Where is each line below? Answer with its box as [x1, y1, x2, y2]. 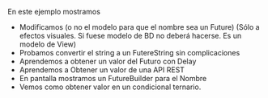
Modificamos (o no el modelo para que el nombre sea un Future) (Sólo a [19, 22, 260, 31]
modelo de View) [19, 39, 77, 49]
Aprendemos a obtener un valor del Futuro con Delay [19, 56, 197, 66]
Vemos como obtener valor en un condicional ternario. [19, 82, 202, 92]
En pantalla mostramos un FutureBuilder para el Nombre [19, 74, 207, 83]
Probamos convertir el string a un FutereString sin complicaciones [19, 48, 240, 57]
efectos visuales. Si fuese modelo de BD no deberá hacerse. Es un [19, 31, 242, 40]
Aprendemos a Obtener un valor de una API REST [19, 65, 185, 75]
